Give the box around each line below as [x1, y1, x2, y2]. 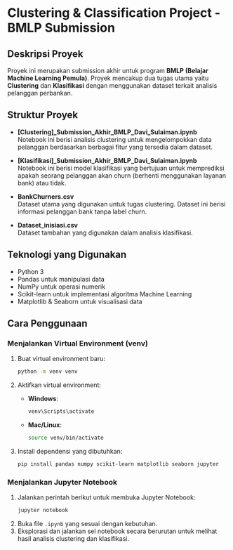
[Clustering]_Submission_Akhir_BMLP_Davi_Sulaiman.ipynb [17, 128, 198, 136]
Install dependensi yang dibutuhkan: [17, 447, 123, 455]
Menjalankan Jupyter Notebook [7, 477, 118, 487]
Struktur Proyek [7, 109, 79, 121]
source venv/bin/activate [27, 434, 104, 442]
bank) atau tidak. [17, 178, 67, 187]
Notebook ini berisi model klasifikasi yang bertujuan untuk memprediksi [17, 164, 225, 172]
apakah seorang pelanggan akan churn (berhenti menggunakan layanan [17, 171, 227, 180]
